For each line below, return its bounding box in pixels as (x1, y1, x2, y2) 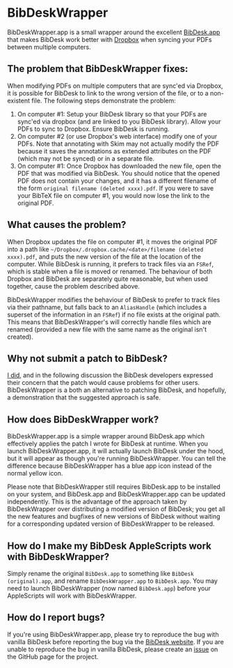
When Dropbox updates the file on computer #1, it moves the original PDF (7, 237, 218, 245)
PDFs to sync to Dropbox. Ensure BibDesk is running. (17, 124, 170, 133)
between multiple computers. (7, 43, 92, 51)
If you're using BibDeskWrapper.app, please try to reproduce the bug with (7, 630, 219, 639)
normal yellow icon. (7, 469, 63, 478)
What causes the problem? (7, 219, 127, 231)
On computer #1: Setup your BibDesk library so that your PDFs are (17, 109, 207, 118)
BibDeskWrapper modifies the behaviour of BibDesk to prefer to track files (7, 295, 220, 304)
